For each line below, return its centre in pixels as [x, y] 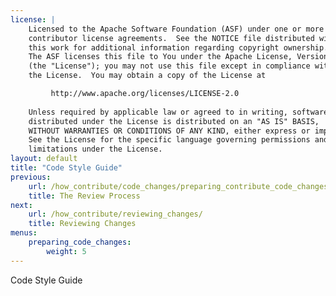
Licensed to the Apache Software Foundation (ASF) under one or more [176, 29]
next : [21, 205]
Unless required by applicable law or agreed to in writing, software [178, 112]
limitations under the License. [95, 149]
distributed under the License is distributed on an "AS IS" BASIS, [174, 121]
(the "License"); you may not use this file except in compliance [169, 66]
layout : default [44, 159]
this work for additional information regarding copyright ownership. [178, 47]
